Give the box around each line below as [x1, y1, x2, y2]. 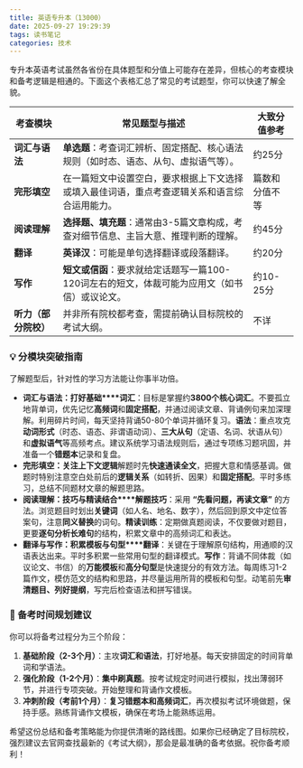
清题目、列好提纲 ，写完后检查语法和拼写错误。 [22, 584, 197, 595]
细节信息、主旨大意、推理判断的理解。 [80, 229, 243, 242]
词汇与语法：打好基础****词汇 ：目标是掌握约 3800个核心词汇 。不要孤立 [22, 392, 291, 403]
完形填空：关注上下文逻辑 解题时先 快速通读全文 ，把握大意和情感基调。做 [22, 460, 291, 471]
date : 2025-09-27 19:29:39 [9, 22, 111, 31]
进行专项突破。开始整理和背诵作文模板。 [46, 684, 197, 695]
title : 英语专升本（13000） [9, 13, 106, 23]
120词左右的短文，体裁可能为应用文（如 [62, 277, 234, 290]
